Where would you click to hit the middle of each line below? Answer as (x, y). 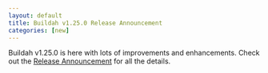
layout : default (35, 15)
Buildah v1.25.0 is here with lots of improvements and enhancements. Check (134, 53)
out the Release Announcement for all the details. (90, 61)
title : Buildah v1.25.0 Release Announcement (85, 23)
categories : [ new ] (39, 30)
